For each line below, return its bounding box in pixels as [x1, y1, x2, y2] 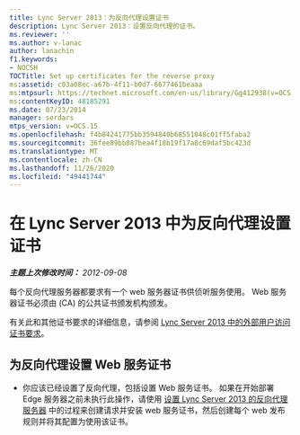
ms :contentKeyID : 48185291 [9, 96, 110, 106]
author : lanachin [9, 47, 75, 56]
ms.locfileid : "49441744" [9, 172, 106, 181]
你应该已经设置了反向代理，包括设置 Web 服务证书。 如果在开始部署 [22, 383, 275, 393]
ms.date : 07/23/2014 [9, 105, 87, 114]
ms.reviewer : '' [9, 30, 70, 39]
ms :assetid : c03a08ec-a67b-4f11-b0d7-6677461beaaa [9, 80, 203, 89]
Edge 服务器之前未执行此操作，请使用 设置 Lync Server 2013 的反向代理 [22, 394, 288, 404]
